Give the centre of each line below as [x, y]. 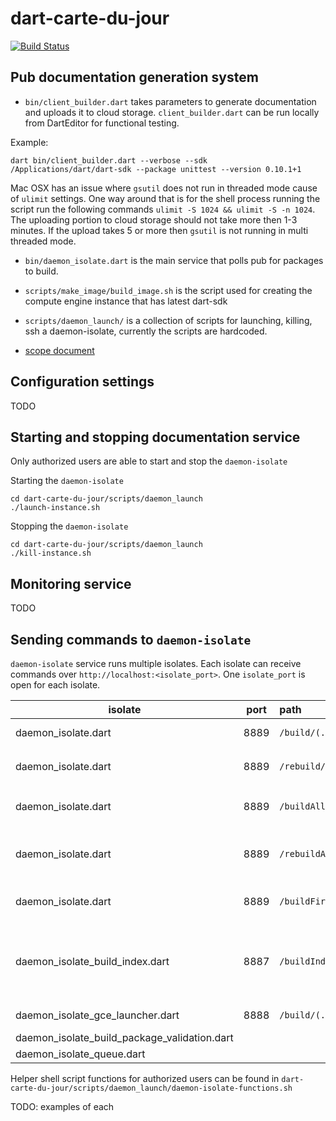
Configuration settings [82, 382]
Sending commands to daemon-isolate [131, 639]
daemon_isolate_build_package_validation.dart [124, 1037]
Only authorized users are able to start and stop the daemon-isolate [149, 461]
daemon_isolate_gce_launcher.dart [97, 1015]
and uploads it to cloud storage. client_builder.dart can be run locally [172, 112]
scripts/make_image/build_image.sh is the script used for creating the [168, 290]
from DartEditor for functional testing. [102, 123]
